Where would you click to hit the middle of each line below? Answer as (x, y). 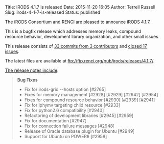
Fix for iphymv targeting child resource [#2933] (72, 105)
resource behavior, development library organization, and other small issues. (82, 37)
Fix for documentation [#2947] (55, 121)
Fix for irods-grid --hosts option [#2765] (65, 89)
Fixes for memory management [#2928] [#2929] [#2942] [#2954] (91, 95)
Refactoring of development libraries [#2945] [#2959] (79, 115)
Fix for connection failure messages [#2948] (70, 126)
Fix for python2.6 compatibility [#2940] (64, 110)
